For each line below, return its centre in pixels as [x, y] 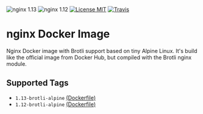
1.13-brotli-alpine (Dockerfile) [55, 98]
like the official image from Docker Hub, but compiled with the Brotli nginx [99, 57]
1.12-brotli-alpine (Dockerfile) [55, 104]
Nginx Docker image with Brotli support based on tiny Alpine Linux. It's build [102, 51]
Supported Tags [37, 83]
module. [17, 63]
